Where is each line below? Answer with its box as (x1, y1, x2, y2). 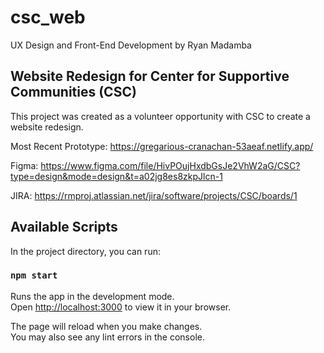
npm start (10, 270, 58, 281)
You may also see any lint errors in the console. (10, 331, 205, 343)
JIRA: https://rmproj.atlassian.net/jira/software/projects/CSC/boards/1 (10, 189, 298, 201)
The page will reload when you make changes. (10, 320, 203, 332)
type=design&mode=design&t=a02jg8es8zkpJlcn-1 (10, 170, 223, 182)
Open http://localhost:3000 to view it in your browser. (10, 301, 232, 313)
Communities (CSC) (10, 84, 137, 101)
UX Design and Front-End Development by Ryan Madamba (10, 39, 252, 51)
